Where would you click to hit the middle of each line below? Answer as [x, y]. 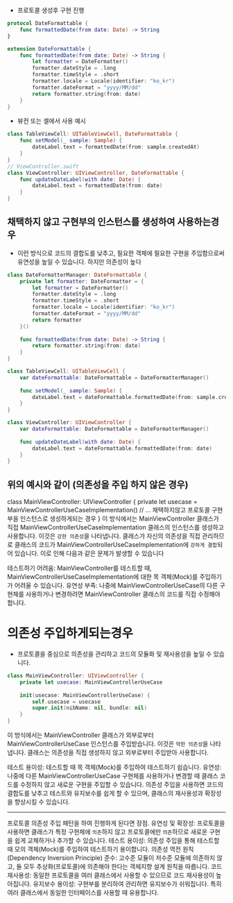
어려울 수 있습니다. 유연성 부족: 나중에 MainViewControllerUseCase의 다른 [116, 586]
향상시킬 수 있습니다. [42, 802]
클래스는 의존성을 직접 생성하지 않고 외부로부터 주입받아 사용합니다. [118, 752]
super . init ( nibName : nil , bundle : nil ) [90, 708]
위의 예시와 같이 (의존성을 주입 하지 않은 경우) [98, 484]
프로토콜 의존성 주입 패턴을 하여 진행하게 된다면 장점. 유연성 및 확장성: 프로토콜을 [116, 823]
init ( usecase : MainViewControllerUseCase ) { [85, 695]
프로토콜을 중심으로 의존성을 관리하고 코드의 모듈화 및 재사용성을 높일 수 [114, 654]
